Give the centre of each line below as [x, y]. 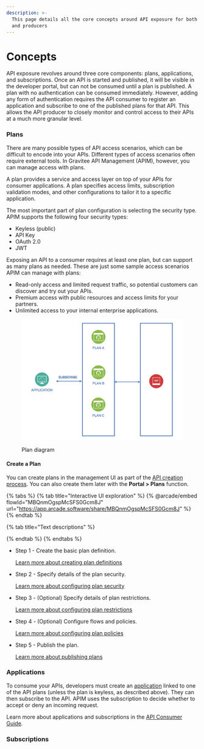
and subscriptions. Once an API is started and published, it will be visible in [100, 80]
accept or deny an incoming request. [53, 705]
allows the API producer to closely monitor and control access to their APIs [100, 112]
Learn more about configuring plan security [70, 586]
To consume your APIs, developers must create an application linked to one [101, 686]
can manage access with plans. [46, 167]
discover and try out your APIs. [54, 291]
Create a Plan [24, 463]
